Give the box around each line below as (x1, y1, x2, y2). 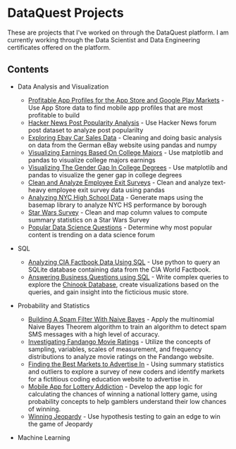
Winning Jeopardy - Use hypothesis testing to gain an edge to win (27, 412, 221, 420)
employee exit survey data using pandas (47, 185, 166, 194)
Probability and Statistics (17, 301, 90, 310)
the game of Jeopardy (27, 419, 93, 428)
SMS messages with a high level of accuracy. (27, 329, 160, 339)
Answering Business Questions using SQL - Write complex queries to (27, 272, 229, 281)
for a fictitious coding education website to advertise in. (27, 374, 190, 383)
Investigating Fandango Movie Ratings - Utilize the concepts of (27, 337, 211, 346)
